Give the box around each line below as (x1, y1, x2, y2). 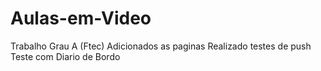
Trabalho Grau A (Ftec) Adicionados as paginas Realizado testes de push (10, 40, 312, 52)
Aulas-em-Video (10, 7, 152, 30)
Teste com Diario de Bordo (10, 50, 121, 62)
